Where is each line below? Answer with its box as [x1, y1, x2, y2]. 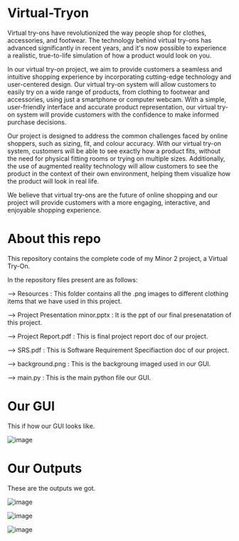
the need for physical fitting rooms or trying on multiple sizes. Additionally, [7, 154, 225, 163]
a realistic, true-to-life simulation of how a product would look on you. [7, 51, 212, 60]
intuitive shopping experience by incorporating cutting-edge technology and [7, 73, 232, 81]
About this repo [7, 231, 101, 247]
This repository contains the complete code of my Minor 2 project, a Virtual [7, 254, 228, 262]
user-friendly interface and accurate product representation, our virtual [7, 102, 216, 111]
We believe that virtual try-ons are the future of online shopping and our [7, 191, 218, 199]
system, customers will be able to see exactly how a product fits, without [7, 146, 221, 155]
